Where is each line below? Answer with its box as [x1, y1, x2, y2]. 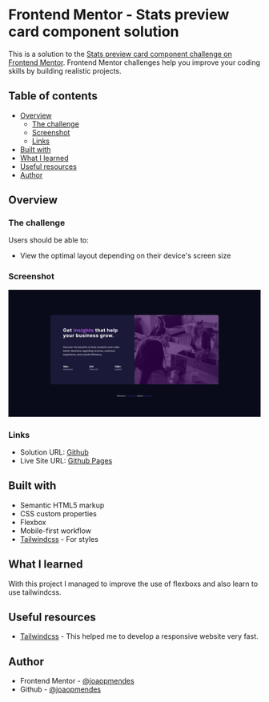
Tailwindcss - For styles [19, 534, 98, 544]
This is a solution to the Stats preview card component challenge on [8, 49, 232, 58]
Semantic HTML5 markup [19, 500, 105, 510]
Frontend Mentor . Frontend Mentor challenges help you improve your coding [8, 58, 261, 67]
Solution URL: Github [19, 447, 90, 457]
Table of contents [8, 90, 98, 103]
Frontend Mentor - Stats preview [8, 6, 230, 24]
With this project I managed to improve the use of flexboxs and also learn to [8, 579, 259, 588]
